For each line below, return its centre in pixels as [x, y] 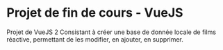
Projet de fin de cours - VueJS [95, 13]
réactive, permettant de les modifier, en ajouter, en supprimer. [95, 39]
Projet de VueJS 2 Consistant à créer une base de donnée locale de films [111, 32]
